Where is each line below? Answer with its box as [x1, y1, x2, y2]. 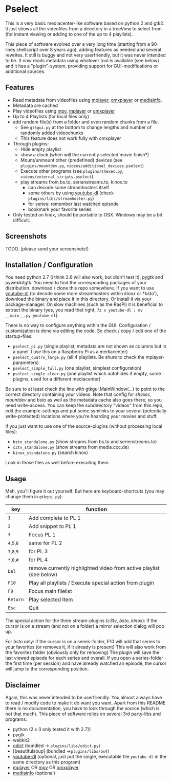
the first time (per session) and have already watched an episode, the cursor [5, 660, 167, 666]
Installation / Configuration [5, 260, 93, 269]
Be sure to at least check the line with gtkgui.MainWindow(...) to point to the [5, 386, 165, 392]
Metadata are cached [12, 102, 58, 108]
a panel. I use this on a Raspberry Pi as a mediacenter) [12, 349, 128, 355]
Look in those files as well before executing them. [5, 460, 110, 466]
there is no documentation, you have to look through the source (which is [5, 705, 160, 711]
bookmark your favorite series [28, 206, 92, 212]
